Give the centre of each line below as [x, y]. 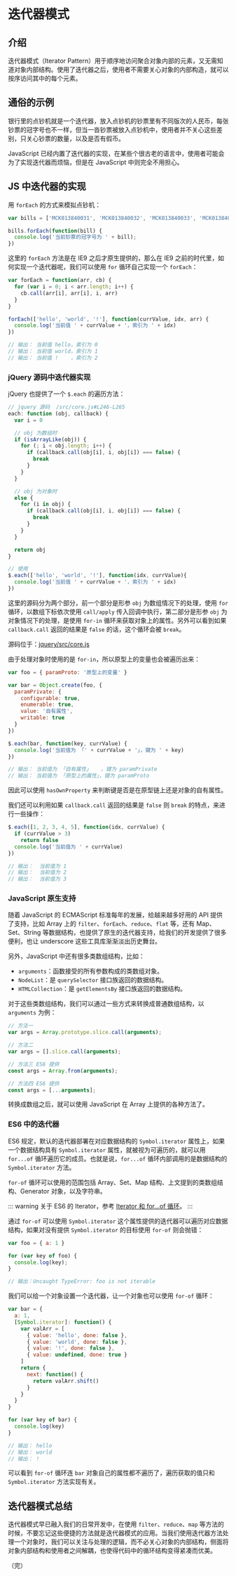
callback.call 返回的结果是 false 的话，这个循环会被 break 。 [97, 629]
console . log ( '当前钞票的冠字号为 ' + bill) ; [76, 237]
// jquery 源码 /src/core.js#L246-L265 [67, 407]
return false [40, 840]
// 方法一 [21, 1026]
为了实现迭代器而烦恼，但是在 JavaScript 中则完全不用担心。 [96, 162]
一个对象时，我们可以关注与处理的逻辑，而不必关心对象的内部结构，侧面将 [121, 1542]
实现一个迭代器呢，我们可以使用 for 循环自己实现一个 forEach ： [106, 267]
